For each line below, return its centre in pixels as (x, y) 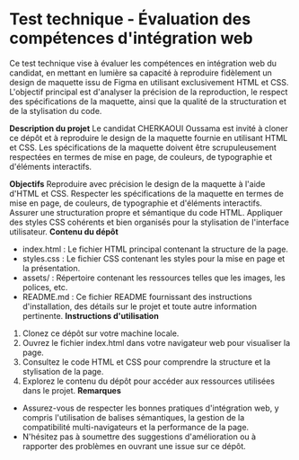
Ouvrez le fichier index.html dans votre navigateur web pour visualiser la (156, 342)
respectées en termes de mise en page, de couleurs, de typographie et (141, 156)
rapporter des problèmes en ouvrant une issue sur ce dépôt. (134, 446)
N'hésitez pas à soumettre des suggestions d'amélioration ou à (139, 437)
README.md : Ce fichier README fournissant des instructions (137, 296)
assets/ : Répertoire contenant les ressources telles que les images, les (154, 278)
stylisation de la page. (63, 371)
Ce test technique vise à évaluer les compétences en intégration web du (143, 63)
